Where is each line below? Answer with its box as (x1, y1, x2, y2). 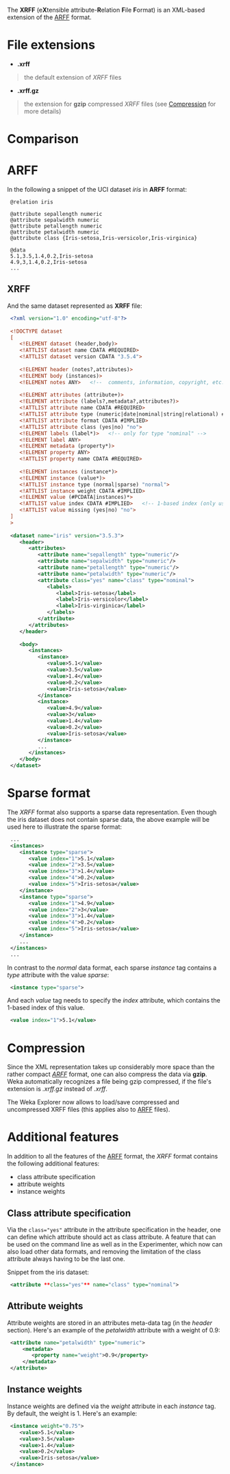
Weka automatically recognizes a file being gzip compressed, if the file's (7, 1077, 212, 1086)
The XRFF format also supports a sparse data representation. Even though (7, 807, 217, 816)
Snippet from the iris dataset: (7, 1268, 89, 1276)
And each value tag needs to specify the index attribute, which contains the (7, 996, 220, 1005)
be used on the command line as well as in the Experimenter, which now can (7, 1240, 222, 1248)
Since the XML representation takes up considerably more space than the (7, 1063, 215, 1071)
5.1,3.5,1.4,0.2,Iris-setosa (10, 253, 94, 260)
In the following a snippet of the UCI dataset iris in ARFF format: (7, 186, 187, 194)
